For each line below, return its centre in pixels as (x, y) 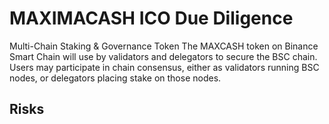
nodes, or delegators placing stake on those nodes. (115, 78)
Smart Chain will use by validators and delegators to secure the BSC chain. (163, 56)
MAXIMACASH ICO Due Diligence (151, 18)
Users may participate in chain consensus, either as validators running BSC (164, 67)
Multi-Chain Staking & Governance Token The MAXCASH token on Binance (164, 46)
